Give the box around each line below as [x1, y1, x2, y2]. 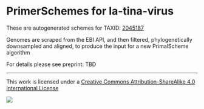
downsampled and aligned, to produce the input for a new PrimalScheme [6, 42, 189, 50]
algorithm [6, 48, 30, 56]
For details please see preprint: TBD [6, 61, 97, 68]
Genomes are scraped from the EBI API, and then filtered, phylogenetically [6, 36, 192, 43]
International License [6, 84, 59, 91]
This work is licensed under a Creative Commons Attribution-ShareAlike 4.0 [6, 78, 195, 85]
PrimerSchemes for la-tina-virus [6, 4, 174, 18]
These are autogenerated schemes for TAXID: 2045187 [6, 24, 144, 31]
